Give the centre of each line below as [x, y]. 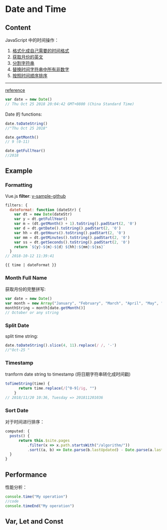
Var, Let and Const [34, 521]
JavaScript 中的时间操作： [32, 40]
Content [18, 28]
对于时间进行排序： [25, 422]
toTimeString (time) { [28, 384]
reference [15, 90]
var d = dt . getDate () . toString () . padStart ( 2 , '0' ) [68, 228]
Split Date [17, 325]
